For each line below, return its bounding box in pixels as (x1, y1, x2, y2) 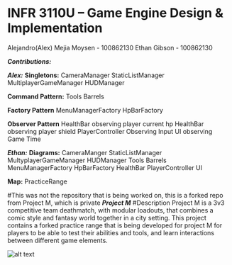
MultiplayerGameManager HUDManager (7, 78, 126, 86)
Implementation (7, 20, 103, 36)
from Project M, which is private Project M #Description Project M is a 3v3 (7, 198, 225, 207)
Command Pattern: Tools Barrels (7, 92, 104, 101)
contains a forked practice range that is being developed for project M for (7, 221, 223, 230)
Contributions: (7, 57, 52, 65)
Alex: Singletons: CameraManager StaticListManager (7, 71, 165, 79)
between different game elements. (7, 236, 108, 244)
